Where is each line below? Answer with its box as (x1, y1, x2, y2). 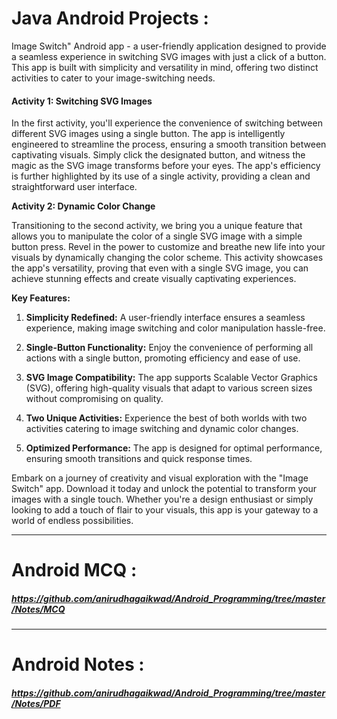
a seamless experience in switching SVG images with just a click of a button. (11, 50, 327, 62)
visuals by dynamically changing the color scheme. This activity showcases (11, 252, 324, 264)
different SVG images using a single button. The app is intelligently (11, 128, 286, 140)
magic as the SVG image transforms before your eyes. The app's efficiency (11, 160, 321, 172)
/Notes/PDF (11, 698, 61, 710)
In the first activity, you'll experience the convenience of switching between (11, 117, 323, 129)
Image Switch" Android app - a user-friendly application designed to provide (11, 40, 327, 52)
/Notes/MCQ (11, 603, 66, 615)
